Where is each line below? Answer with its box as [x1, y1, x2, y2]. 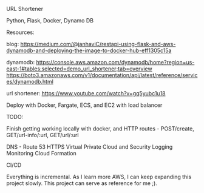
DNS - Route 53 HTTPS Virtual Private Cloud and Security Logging [6, 143, 173, 151]
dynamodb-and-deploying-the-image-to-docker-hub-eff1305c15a [6, 47, 172, 54]
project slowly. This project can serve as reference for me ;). [6, 180, 158, 187]
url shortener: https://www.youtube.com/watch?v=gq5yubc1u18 [6, 90, 166, 96]
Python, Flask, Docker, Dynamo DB [6, 17, 94, 24]
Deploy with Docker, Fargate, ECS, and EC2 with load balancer [6, 101, 163, 109]
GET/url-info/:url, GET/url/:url [6, 132, 79, 138]
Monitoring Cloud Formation [6, 150, 77, 157]
